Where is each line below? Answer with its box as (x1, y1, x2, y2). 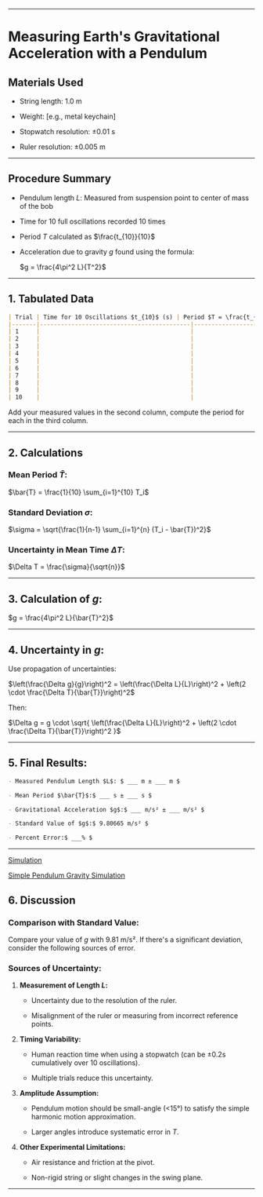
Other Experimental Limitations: (19, 1143, 126, 1152)
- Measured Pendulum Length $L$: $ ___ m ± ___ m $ (8, 777, 180, 785)
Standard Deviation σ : (8, 507, 93, 518)
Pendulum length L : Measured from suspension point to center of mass (19, 193, 249, 203)
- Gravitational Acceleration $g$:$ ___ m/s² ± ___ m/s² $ (8, 805, 205, 813)
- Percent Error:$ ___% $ (8, 834, 92, 842)
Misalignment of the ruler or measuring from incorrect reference (31, 1011, 239, 1020)
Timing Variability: (19, 1035, 81, 1044)
